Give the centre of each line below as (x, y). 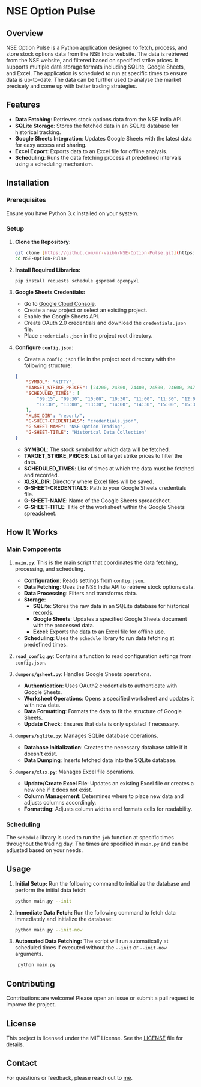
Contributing (31, 984)
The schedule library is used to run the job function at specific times (90, 837)
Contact (22, 1063)
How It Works (32, 532)
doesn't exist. (40, 754)
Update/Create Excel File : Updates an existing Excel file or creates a (109, 783)
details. (15, 1044)
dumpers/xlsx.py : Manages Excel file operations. (75, 772)
